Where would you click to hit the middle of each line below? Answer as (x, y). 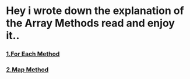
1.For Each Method (33, 54)
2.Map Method (27, 70)
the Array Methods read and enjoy (90, 23)
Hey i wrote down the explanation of (95, 11)
